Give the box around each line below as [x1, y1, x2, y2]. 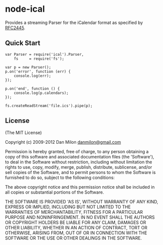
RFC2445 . [5, 24, 25, 30]
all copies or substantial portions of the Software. [5, 189, 104, 195]
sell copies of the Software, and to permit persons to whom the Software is [5, 169, 156, 175]
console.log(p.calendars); [14, 90, 69, 95]
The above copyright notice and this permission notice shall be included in [5, 184, 155, 190]
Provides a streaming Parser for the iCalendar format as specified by [5, 20, 143, 25]
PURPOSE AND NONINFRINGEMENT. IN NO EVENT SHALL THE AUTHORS [5, 214, 155, 220]
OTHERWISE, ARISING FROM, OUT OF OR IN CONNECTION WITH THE [5, 230, 147, 236]
